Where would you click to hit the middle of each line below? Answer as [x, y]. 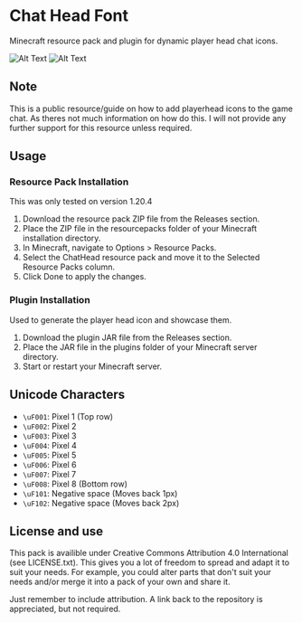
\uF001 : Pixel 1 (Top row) [68, 416]
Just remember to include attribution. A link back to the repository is [137, 599]
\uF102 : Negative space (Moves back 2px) [101, 503]
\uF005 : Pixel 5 [49, 455]
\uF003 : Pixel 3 [49, 436]
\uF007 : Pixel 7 [49, 474]
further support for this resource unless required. [101, 127]
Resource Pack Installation [69, 182]
